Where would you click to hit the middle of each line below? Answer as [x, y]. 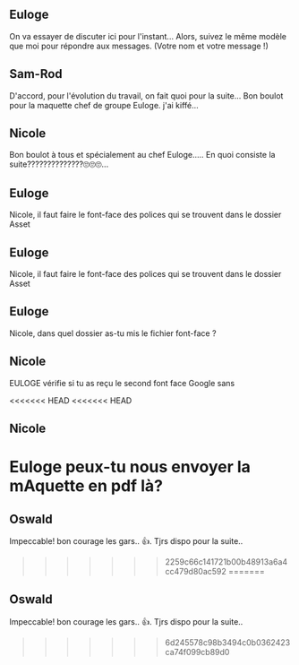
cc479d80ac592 [196, 572]
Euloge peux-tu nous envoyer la [130, 467]
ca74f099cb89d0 [197, 652]
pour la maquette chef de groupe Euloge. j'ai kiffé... [104, 105]
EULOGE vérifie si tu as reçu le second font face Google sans [122, 383]
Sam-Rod [36, 74]
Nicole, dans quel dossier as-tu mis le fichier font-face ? [113, 333]
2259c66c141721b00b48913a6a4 [226, 562]
